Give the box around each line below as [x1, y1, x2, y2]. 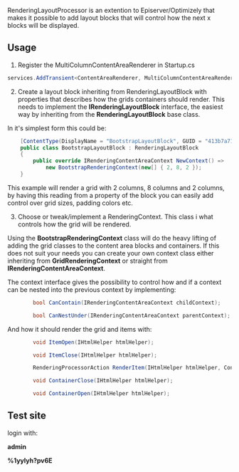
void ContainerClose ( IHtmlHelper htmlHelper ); [33, 377, 174, 384]
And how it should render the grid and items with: [7, 325, 152, 333]
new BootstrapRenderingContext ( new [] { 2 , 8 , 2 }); [45, 164, 202, 172]
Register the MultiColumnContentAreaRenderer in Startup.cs [17, 61, 196, 69]
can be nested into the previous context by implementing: [7, 285, 176, 294]
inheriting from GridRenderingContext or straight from [7, 256, 169, 265]
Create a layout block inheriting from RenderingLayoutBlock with [17, 87, 208, 95]
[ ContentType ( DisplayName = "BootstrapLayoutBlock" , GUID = [20, 137, 202, 145]
